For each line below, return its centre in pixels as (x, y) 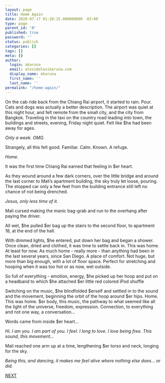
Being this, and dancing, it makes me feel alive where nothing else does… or (83, 360)
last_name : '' (24, 83)
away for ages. (20, 128)
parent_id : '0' (21, 28)
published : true (22, 33)
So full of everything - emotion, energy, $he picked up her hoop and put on (82, 276)
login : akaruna (25, 65)
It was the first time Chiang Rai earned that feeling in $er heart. (69, 166)
